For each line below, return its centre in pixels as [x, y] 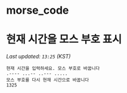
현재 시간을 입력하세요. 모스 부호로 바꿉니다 [53, 69]
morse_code [38, 10]
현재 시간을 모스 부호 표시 [64, 40]
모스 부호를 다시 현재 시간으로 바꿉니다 [48, 80]
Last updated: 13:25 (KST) [38, 57]
